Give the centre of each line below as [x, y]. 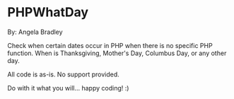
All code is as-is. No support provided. [64, 74]
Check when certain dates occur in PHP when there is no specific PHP [110, 45]
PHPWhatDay [48, 12]
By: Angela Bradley [35, 32]
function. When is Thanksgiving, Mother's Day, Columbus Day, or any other [117, 53]
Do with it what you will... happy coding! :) [68, 88]
